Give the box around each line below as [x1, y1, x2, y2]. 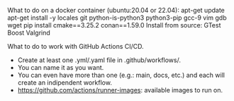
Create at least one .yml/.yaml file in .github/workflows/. [17, 56, 181, 64]
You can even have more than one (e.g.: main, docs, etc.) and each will [17, 71, 225, 79]
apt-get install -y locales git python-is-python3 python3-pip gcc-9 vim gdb [7, 13, 227, 22]
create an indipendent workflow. [17, 78, 112, 87]
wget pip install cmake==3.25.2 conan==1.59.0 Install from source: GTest [7, 21, 221, 29]
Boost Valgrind [7, 28, 51, 37]
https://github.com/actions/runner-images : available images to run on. [17, 86, 223, 94]
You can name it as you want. [17, 64, 104, 71]
